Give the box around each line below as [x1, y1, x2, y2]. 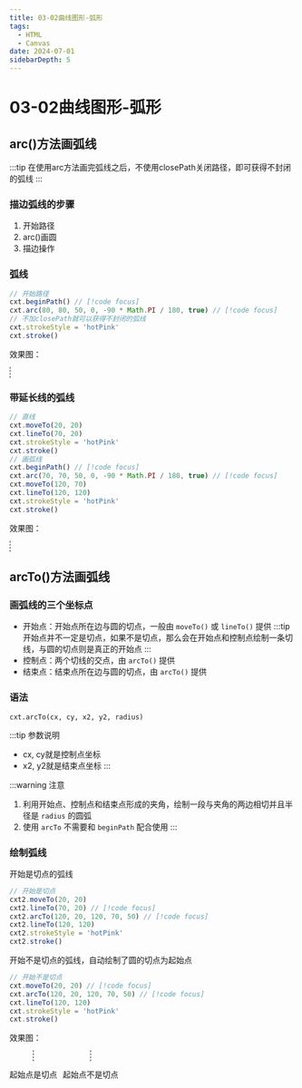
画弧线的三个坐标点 [9, 598, 93, 611]
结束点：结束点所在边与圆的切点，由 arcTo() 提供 [22, 666, 207, 677]
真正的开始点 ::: [93, 644, 151, 655]
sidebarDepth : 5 [9, 55, 71, 64]
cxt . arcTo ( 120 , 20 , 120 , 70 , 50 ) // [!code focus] [9, 989, 205, 998]
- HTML [17, 30, 43, 39]
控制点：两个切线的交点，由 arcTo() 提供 [22, 655, 175, 666]
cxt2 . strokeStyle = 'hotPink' [9, 928, 124, 938]
